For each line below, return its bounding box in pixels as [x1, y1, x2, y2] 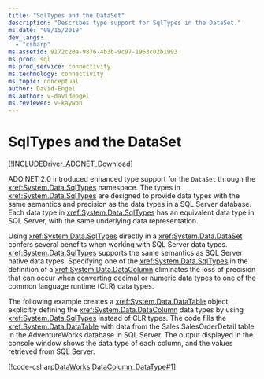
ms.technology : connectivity [8, 70, 104, 78]
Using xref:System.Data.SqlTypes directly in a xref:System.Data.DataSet [8, 231, 243, 241]
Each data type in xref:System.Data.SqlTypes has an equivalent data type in [8, 208, 255, 217]
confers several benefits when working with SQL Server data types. [8, 240, 228, 249]
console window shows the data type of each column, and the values [8, 339, 233, 348]
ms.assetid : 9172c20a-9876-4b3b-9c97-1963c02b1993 [8, 48, 178, 56]
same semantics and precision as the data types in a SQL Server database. [8, 200, 252, 209]
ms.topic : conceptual [8, 77, 80, 85]
